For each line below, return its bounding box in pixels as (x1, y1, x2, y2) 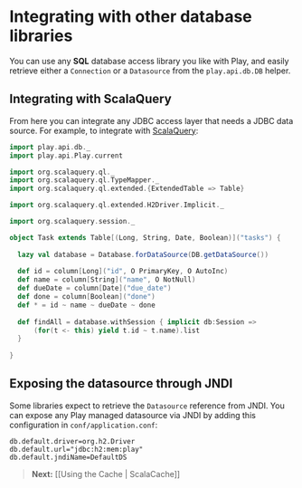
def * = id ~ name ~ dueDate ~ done (17, 301, 156, 310)
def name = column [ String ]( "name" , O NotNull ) (17, 275, 196, 284)
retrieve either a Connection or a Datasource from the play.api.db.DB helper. (9, 65, 291, 76)
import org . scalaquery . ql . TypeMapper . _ (9, 176, 160, 185)
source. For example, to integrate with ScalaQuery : (9, 125, 199, 136)
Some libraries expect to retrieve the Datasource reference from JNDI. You (9, 400, 285, 411)
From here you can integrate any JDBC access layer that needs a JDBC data (9, 115, 294, 126)
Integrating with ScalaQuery (9, 91, 172, 107)
